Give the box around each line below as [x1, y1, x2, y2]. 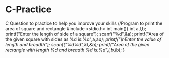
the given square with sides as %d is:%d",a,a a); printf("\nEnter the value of [5, 36, 162, 42]
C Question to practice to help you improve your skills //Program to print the [5, 20, 163, 26]
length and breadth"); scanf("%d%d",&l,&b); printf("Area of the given [5, 41, 150, 47]
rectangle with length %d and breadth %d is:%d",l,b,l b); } [5, 47, 125, 53]
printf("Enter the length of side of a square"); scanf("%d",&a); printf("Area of [5, 31, 164, 37]
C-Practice [5, 4, 52, 15]
